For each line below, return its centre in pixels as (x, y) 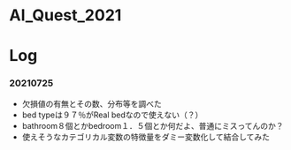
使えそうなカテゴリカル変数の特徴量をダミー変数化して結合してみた (145, 137)
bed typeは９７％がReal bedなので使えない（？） (112, 115)
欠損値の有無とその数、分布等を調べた (92, 103)
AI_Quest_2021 (65, 15)
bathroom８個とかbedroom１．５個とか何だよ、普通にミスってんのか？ (153, 125)
